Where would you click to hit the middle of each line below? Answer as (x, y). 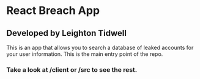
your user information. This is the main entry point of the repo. (85, 54)
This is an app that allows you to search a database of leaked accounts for (100, 47)
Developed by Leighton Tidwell (67, 33)
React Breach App (53, 11)
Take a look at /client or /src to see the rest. (72, 69)
